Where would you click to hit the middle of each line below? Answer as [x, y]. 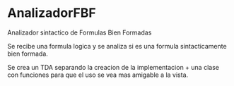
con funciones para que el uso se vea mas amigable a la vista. [98, 75]
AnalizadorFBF [52, 13]
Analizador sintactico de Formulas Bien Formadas [80, 32]
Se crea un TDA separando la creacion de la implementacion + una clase [113, 67]
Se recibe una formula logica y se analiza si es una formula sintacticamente [117, 46]
